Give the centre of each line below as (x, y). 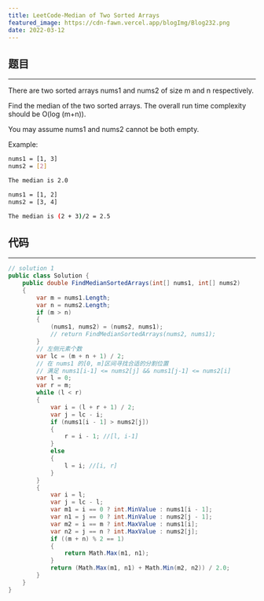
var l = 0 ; (54, 378)
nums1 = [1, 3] (33, 159)
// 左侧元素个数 (59, 349)
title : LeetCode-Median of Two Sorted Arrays (84, 15)
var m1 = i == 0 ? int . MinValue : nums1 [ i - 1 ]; (131, 510)
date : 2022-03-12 (37, 30)
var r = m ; (54, 386)
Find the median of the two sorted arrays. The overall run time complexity (127, 106)
